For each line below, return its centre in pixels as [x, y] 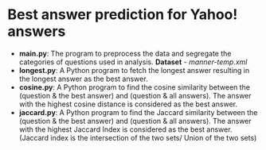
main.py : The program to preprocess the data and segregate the [125, 53]
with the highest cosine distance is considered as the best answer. [128, 104]
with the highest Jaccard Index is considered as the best [111, 129]
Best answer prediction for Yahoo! [123, 15]
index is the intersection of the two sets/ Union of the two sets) [154, 137]
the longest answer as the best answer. [83, 79]
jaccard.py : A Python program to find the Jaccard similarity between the [138, 112]
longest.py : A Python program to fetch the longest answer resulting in [134, 70]
